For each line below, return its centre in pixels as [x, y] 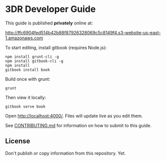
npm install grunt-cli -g [32, 57]
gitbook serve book [25, 106]
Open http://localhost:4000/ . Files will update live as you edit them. [74, 116]
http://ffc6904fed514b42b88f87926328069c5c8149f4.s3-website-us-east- [83, 32]
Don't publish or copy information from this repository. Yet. [66, 153]
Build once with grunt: [28, 79]
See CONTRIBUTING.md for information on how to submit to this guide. [79, 125]
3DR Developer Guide [51, 9]
